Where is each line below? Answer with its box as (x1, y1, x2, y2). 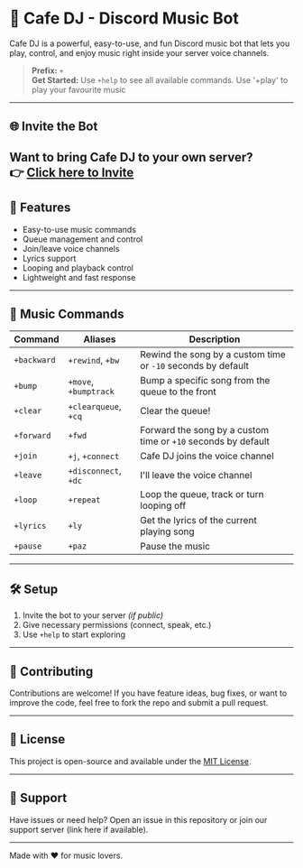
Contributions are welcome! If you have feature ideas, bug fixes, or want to (9, 688, 288, 698)
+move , (68, 375, 95, 388)
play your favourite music (31, 84, 126, 95)
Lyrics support (22, 253, 77, 263)
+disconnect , (68, 465, 122, 477)
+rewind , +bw (68, 354, 120, 366)
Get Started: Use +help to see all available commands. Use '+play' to (31, 74, 289, 85)
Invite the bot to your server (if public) (22, 610, 164, 621)
